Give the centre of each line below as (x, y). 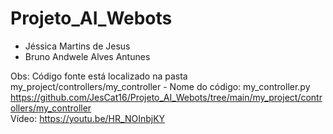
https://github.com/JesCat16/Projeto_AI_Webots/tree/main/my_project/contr (166, 97)
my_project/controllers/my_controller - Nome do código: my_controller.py (160, 86)
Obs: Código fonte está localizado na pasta (99, 76)
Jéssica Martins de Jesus (77, 46)
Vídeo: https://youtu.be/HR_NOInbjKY (88, 118)
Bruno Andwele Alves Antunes (87, 56)
